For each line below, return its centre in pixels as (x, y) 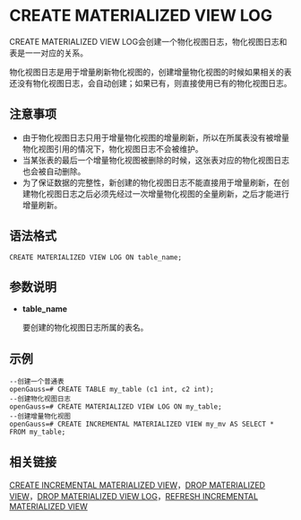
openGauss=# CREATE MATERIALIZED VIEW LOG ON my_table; (116, 407)
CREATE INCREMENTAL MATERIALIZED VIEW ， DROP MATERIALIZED (138, 485)
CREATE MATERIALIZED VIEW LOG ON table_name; (95, 257)
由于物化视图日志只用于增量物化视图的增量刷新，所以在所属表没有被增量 (155, 137)
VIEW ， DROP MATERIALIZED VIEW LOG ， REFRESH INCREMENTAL (133, 496)
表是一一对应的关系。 (48, 53)
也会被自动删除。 (54, 171)
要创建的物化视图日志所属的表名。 (85, 328)
